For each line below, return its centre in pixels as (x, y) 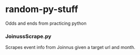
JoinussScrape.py (29, 36)
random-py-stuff (42, 9)
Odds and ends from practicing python (46, 23)
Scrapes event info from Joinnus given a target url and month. (71, 47)
